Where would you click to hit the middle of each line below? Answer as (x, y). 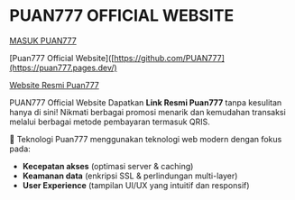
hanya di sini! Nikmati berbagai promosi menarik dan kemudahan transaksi (147, 112)
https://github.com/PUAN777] (170, 58)
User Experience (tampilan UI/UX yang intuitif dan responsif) (136, 185)
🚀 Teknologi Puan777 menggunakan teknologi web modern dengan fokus (146, 139)
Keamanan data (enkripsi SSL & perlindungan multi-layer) (130, 176)
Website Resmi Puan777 (54, 85)
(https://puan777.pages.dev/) (63, 68)
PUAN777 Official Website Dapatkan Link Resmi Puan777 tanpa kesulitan (146, 102)
